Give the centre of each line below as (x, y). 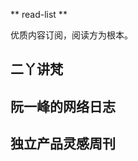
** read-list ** (39, 14)
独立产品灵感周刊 (63, 144)
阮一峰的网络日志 (63, 106)
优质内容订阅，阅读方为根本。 (71, 35)
